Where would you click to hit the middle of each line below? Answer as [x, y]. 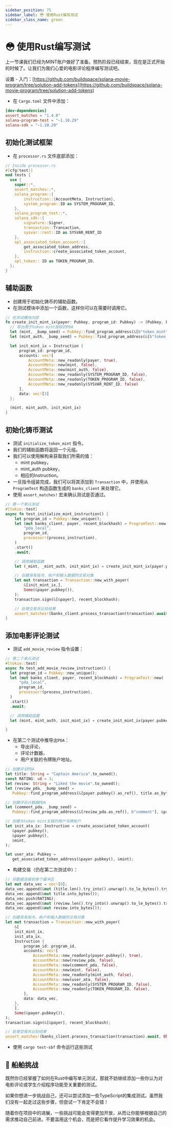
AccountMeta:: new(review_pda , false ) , [74, 960]
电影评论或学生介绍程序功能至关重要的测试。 [52, 1085]
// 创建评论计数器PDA [26, 803]
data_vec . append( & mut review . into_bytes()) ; [53, 908]
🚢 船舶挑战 [22, 1065]
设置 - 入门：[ [20, 79]
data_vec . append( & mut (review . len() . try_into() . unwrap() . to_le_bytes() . [84, 903]
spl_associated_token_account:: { [50, 242]
